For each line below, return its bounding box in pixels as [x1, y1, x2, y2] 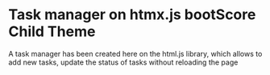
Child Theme [8, 22, 96, 41]
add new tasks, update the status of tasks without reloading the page [8, 57, 239, 67]
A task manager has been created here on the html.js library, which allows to [8, 49, 263, 58]
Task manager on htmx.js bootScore [8, 6, 256, 24]
